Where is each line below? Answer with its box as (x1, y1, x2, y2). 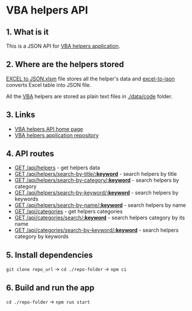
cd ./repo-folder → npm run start (6, 298, 90, 306)
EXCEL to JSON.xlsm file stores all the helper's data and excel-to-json (6, 75, 175, 82)
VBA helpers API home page (14, 125, 84, 132)
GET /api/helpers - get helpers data (14, 164, 101, 171)
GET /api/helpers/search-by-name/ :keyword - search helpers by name (14, 202, 186, 209)
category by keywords (14, 233, 69, 240)
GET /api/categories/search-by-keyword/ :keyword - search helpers (14, 227, 179, 234)
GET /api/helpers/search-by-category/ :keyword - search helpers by (14, 177, 180, 184)
